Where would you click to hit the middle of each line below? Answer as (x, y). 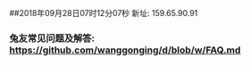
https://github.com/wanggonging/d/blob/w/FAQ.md (125, 50)
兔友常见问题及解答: (52, 38)
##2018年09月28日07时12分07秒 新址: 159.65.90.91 (104, 13)
